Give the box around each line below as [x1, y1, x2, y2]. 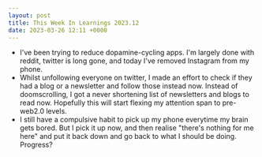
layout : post [8, 11, 51, 20]
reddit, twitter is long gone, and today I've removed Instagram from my [19, 56, 250, 65]
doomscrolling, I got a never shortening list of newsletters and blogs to [19, 90, 250, 99]
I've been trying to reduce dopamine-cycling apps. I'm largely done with [19, 48, 255, 58]
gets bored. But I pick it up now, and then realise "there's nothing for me [19, 123, 254, 133]
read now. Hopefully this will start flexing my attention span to [19, 98, 221, 107]
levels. [46, 107, 67, 116]
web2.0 [19, 107, 45, 116]
